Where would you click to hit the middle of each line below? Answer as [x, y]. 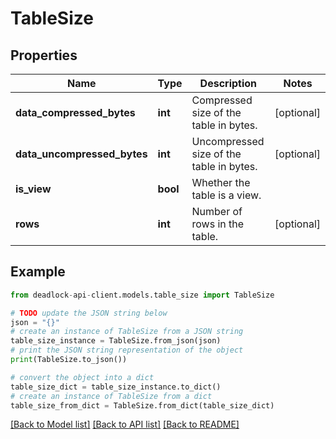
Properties [44, 55]
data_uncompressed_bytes [81, 154]
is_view [33, 189]
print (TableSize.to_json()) [69, 360]
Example [38, 272]
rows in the [218, 224]
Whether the [221, 182]
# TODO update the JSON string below [89, 313]
